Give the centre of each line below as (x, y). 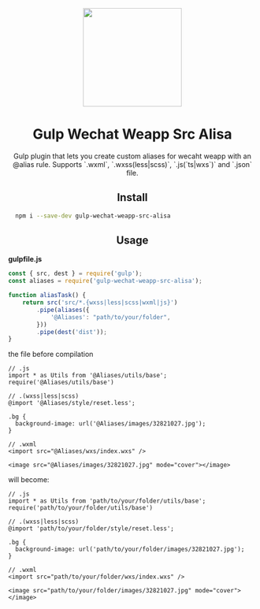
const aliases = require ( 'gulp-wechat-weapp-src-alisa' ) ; (105, 281)
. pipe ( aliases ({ (63, 310)
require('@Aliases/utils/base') (61, 382)
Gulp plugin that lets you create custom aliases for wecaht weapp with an (132, 156)
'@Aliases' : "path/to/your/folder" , (110, 317)
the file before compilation (51, 355)
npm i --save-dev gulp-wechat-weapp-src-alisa (93, 216)
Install (132, 197)
